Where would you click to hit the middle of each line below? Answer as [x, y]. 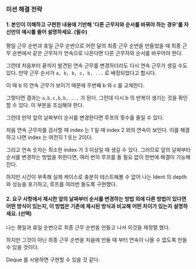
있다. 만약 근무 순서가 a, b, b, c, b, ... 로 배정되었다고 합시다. [81, 73]
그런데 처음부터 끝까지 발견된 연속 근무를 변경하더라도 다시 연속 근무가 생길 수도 [97, 66]
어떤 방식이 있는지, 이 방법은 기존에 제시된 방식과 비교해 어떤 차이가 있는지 [89, 206]
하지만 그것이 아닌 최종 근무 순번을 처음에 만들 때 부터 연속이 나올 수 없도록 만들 [97, 240]
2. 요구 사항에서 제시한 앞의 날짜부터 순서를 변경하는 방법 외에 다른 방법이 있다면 [96, 199]
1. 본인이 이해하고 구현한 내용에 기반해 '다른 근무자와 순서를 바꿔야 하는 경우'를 [94, 24]
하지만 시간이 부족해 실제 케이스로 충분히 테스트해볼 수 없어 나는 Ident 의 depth [97, 177]
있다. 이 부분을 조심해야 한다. [51, 105]
